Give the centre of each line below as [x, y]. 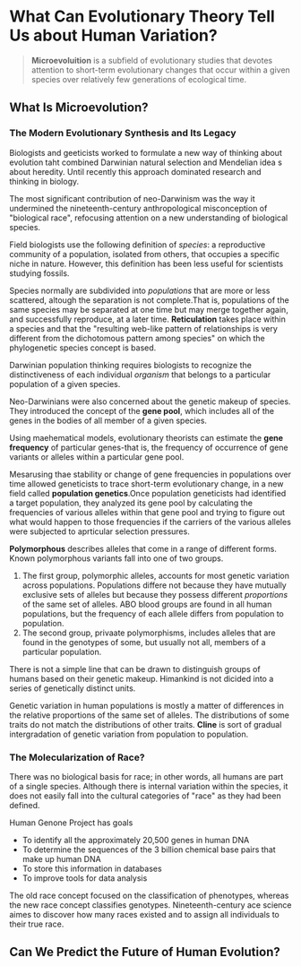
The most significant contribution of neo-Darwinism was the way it [132, 198]
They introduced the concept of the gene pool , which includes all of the [142, 410]
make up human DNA [61, 858]
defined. [25, 805]
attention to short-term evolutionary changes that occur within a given [161, 70]
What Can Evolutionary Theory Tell [142, 17]
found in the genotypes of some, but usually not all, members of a [144, 642]
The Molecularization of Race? [77, 757]
